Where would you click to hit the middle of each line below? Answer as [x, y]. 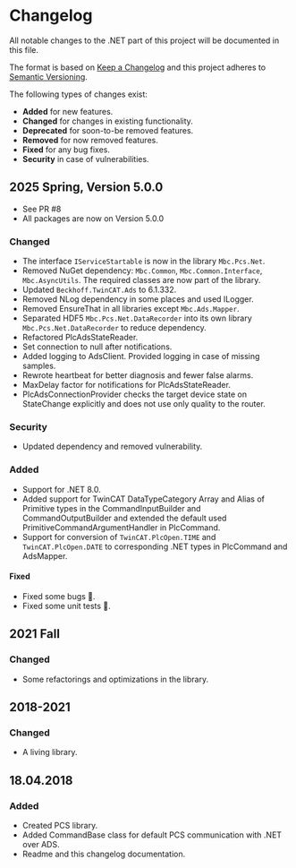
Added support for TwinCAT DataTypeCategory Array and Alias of [144, 499]
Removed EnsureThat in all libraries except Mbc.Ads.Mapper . [131, 309]
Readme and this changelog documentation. [104, 854]
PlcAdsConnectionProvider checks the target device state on [135, 394]
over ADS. [41, 844]
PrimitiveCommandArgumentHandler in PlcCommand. [121, 527]
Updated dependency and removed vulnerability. [112, 447]
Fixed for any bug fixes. [66, 150]
